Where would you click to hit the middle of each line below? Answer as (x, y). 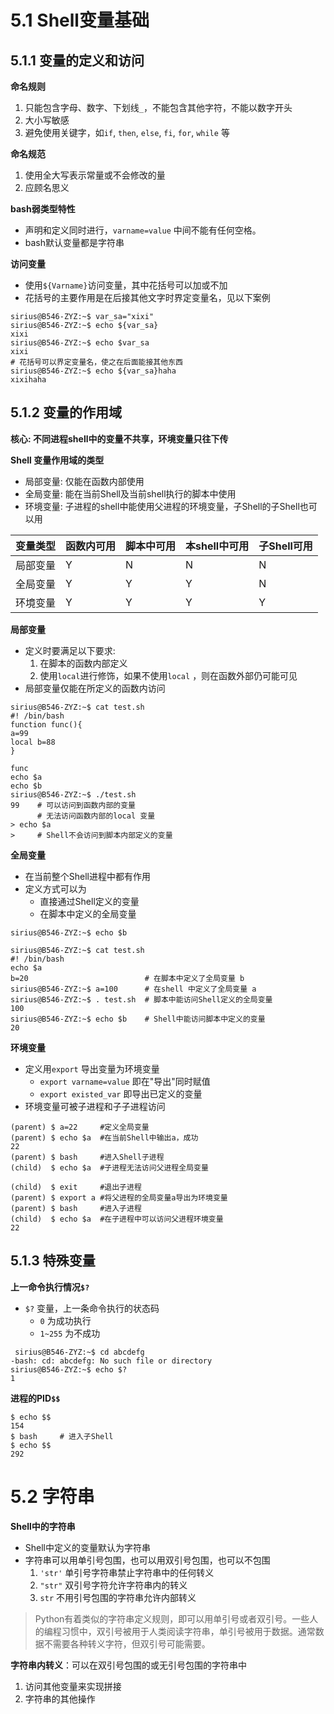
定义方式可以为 (55, 888)
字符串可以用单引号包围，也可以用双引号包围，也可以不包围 (147, 1560)
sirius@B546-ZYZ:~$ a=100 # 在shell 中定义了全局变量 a (133, 989)
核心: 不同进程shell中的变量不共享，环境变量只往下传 (119, 438)
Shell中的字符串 (43, 1526)
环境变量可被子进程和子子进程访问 (95, 1106)
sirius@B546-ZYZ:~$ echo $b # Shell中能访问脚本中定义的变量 (138, 1019)
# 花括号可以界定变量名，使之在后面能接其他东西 (96, 362)
